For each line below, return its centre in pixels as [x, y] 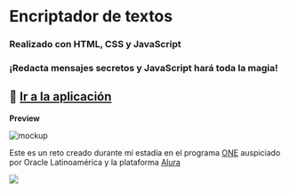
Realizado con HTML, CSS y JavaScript [95, 44]
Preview [24, 118]
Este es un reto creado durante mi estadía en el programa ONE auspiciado [145, 152]
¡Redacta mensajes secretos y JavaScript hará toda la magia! [144, 68]
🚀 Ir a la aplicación [60, 96]
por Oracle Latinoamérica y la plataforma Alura [95, 162]
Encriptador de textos [91, 16]
